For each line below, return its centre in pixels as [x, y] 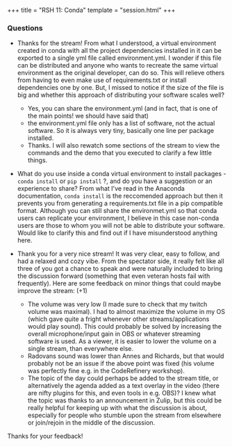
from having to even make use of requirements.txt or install [102, 80]
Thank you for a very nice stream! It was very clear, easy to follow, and [118, 254]
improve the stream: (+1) [52, 291]
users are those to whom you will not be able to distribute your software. [121, 226]
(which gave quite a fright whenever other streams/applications [118, 319]
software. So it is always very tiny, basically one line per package [121, 131]
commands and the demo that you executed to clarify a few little [119, 153]
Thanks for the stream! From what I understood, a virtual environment [117, 43]
